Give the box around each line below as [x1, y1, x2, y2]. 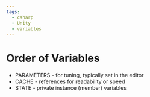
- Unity [11, 20, 31, 26]
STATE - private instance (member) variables [14, 84, 127, 92]
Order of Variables [6, 52, 101, 65]
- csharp [11, 14, 34, 20]
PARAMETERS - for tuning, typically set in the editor [14, 72, 144, 79]
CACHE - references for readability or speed [14, 78, 125, 85]
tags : [6, 8, 20, 15]
